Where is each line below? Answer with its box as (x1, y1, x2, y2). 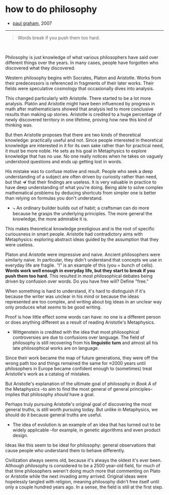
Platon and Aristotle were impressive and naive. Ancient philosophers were (5, 251, 160, 258)
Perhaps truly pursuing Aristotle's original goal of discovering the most (5, 401, 152, 407)
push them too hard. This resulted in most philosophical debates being (5, 273, 153, 279)
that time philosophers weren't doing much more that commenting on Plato (5, 468, 161, 474)
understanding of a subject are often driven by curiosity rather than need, (5, 173, 157, 179)
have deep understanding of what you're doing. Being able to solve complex (5, 184, 163, 190)
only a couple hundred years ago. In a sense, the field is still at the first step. (5, 484, 163, 490)
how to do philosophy (5, 4, 97, 15)
